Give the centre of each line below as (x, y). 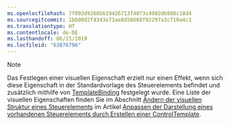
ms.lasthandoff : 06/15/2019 (47, 39)
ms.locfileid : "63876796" (44, 45)
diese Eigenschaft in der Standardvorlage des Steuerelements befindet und (114, 85)
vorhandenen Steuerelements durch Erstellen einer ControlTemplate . (104, 114)
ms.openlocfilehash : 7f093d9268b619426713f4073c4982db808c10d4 (100, 13)
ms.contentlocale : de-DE (43, 32)
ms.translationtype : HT (41, 26)
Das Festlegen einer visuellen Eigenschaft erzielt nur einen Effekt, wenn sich (115, 78)
